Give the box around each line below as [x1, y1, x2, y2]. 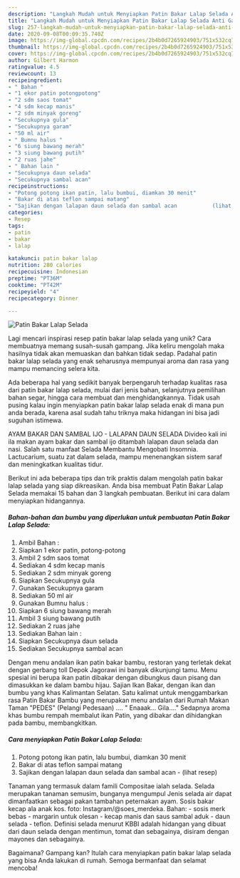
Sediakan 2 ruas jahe [18, 622, 80, 630]
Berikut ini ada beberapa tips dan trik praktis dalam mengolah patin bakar [8, 474, 224, 483]
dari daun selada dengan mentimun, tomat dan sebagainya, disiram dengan [8, 827, 229, 836]
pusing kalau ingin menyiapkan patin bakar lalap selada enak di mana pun [8, 401, 224, 409]
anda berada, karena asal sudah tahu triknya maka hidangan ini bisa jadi [8, 409, 220, 417]
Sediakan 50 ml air [18, 592, 73, 600]
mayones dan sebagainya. [8, 835, 85, 844]
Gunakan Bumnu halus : [18, 599, 88, 607]
